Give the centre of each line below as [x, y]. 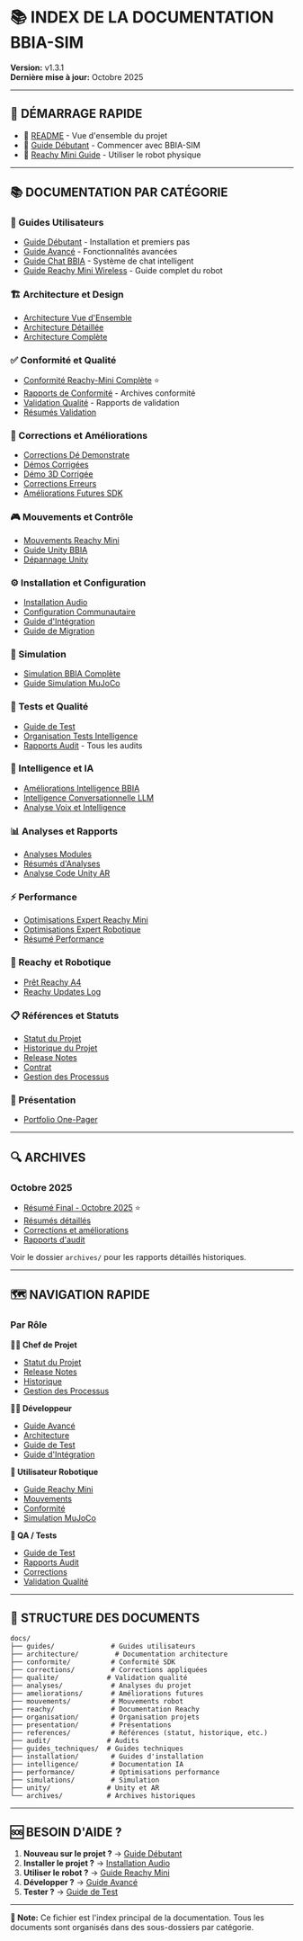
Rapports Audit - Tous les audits [83, 745]
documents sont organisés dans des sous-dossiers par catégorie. [132, 1928]
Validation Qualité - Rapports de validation [101, 403]
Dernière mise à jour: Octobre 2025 [77, 76]
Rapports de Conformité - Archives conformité [109, 393]
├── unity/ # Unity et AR [85, 1788]
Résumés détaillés [57, 1221]
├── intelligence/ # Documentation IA [97, 1765]
